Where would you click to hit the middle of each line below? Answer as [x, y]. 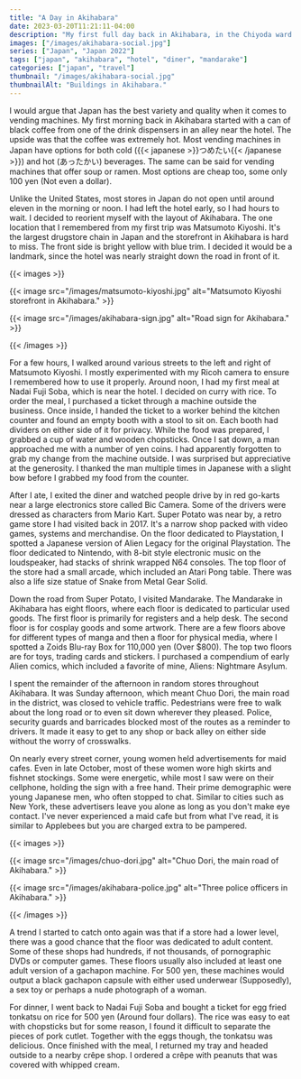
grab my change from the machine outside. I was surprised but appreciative [150, 458]
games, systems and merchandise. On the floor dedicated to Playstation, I [146, 533]
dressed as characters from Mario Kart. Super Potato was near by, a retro [146, 514]
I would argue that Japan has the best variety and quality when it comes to [148, 110]
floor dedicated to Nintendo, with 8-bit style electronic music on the [135, 552]
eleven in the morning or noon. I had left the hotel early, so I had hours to [144, 207]
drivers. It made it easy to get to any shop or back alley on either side [138, 731]
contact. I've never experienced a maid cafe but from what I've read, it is [144, 816]
